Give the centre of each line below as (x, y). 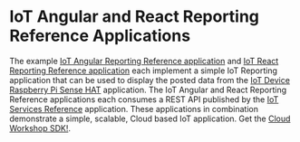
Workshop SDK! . (40, 128)
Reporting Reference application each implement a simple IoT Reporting (144, 71)
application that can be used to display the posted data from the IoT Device (150, 80)
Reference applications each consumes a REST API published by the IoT (144, 99)
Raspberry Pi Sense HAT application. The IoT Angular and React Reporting (148, 90)
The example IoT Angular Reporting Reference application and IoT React (144, 61)
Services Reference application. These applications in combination (134, 109)
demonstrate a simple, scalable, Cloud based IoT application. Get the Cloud (150, 118)
